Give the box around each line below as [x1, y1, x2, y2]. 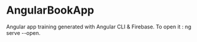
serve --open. [6, 29, 41, 36]
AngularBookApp [6, 4, 95, 17]
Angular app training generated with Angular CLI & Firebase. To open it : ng [6, 23, 192, 30]
